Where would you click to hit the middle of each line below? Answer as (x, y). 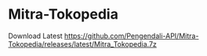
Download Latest (35, 36)
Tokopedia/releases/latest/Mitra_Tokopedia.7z (82, 44)
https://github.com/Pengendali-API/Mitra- (131, 36)
